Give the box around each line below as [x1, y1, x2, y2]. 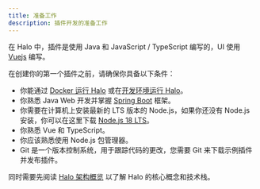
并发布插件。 [19, 155, 62, 164]
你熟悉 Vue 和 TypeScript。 [19, 125, 109, 135]
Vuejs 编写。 [8, 52, 50, 61]
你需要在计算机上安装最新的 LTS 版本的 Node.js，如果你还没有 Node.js [19, 105, 250, 115]
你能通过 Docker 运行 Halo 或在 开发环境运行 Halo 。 [19, 85, 188, 95]
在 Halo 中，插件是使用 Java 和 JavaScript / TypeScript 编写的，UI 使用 [8, 41, 240, 52]
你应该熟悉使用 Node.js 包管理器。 [19, 135, 133, 145]
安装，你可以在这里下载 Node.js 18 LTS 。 [19, 115, 155, 125]
